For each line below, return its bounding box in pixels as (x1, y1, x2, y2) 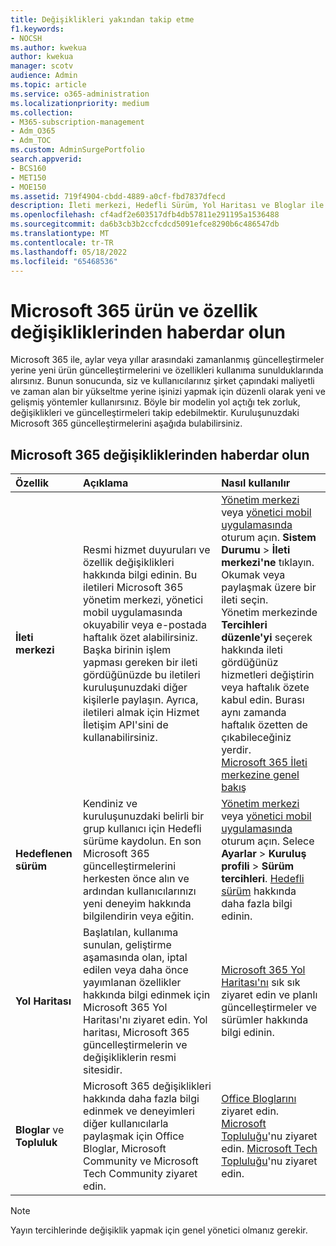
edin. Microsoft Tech (221, 1142, 318, 1156)
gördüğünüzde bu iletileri (83, 668, 201, 682)
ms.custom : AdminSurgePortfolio (10, 145, 145, 155)
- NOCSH (10, 33, 43, 43)
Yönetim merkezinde (221, 606, 318, 620)
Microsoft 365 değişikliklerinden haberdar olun (10, 446, 310, 463)
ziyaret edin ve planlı (221, 988, 318, 1002)
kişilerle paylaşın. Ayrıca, (83, 693, 199, 707)
